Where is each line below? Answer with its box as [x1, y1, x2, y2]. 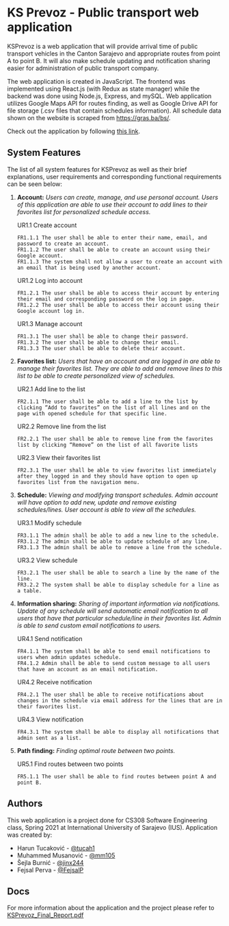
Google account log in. [16, 308, 85, 314]
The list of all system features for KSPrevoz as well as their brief [7, 165, 187, 173]
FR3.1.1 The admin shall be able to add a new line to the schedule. [16, 532, 220, 539]
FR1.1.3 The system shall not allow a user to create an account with [16, 258, 223, 265]
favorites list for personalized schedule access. [16, 207, 151, 216]
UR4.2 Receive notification [16, 678, 92, 686]
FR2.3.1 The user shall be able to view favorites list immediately [16, 467, 217, 474]
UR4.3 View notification [16, 715, 84, 724]
